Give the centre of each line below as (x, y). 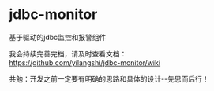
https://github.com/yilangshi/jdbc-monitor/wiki (85, 62)
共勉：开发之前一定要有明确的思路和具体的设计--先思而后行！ (109, 78)
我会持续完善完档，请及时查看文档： (68, 53)
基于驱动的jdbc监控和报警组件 (58, 37)
